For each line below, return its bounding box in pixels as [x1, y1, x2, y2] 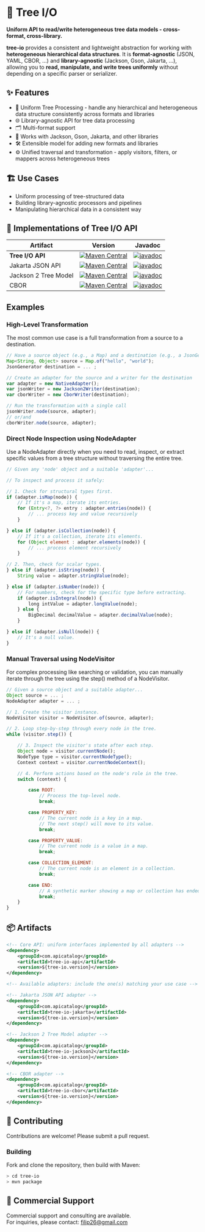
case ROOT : [28, 787, 56, 793]
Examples [6, 302, 45, 312]
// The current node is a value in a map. [38, 843, 149, 850]
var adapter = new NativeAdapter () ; [6, 381, 99, 387]
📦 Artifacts [6, 922, 52, 933]
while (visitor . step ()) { [6, 731, 72, 737]
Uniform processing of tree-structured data [15, 192, 124, 200]
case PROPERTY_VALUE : [28, 837, 84, 843]
